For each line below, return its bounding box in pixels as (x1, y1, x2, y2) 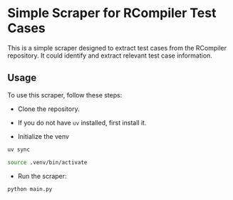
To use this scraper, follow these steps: (7, 90, 123, 99)
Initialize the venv (17, 132, 70, 140)
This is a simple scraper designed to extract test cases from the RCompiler (7, 43, 227, 52)
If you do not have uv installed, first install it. (17, 118, 147, 127)
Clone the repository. (17, 105, 80, 113)
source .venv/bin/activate (7, 159, 88, 166)
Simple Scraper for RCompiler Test (7, 5, 217, 21)
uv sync (7, 146, 31, 153)
